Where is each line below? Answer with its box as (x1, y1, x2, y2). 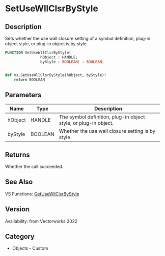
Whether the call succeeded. (5, 164, 64, 170)
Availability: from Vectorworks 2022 (5, 218, 78, 224)
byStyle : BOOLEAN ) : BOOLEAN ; (40, 59, 105, 64)
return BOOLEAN (14, 77, 45, 82)
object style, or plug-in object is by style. (5, 41, 88, 47)
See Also (5, 178, 33, 186)
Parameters (5, 90, 42, 99)
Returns (5, 150, 30, 159)
